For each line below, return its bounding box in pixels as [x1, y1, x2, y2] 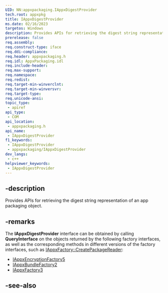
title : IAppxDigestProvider [5, 17, 64, 22]
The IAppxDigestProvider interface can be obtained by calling [5, 231, 134, 236]
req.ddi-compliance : [5, 49, 48, 54]
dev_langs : [5, 152, 28, 157]
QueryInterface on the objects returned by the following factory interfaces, [5, 236, 161, 242]
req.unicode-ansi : [5, 96, 43, 101]
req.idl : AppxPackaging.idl [5, 59, 64, 64]
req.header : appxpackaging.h [5, 54, 66, 59]
